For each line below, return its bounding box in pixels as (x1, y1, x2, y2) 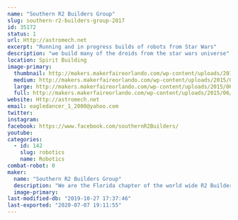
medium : (13, 76, 37, 84)
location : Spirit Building (7, 57, 87, 64)
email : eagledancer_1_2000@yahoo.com (7, 103, 119, 110)
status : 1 (7, 30, 37, 38)
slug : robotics (20, 149, 65, 156)
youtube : (7, 129, 33, 136)
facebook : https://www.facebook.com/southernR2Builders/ (7, 122, 179, 130)
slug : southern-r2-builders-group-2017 (7, 17, 125, 24)
